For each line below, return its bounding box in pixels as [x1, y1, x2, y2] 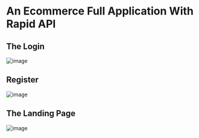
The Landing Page [6, 108, 76, 119]
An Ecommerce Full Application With [6, 4, 194, 18]
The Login [6, 41, 45, 51]
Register [6, 74, 39, 85]
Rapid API [6, 17, 56, 31]
